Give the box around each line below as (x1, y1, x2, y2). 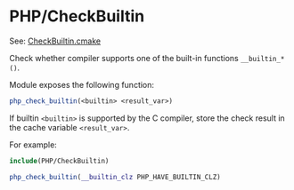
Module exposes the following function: (9, 79, 154, 90)
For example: (9, 139, 58, 150)
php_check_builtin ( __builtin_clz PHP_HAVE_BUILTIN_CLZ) (9, 172, 221, 181)
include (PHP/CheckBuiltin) (9, 156, 110, 165)
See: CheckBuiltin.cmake (9, 36, 101, 46)
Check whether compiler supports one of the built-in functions (9, 52, 239, 63)
